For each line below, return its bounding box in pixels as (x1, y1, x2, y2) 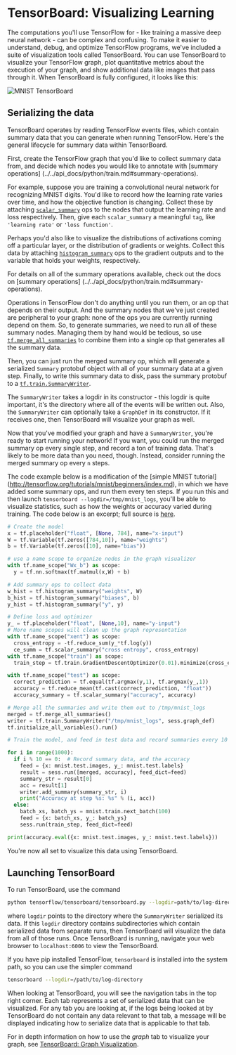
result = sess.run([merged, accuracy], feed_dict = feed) (20, 768, 188, 776)
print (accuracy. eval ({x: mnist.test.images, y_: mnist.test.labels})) (7, 834, 218, 841)
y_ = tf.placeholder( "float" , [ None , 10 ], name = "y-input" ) (7, 620, 181, 627)
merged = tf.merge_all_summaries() (7, 711, 112, 718)
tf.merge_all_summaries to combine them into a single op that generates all (7, 335, 225, 344)
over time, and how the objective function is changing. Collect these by (7, 198, 214, 206)
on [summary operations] (7, 277, 81, 285)
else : (13, 801, 30, 809)
